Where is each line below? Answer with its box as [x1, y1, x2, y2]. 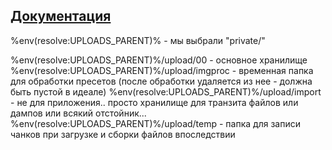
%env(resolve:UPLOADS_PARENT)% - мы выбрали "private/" [10, 34, 266, 46]
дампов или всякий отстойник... [10, 107, 147, 119]
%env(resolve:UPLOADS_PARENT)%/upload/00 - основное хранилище [10, 54, 308, 66]
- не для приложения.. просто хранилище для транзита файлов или [10, 96, 299, 108]
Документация [10, 8, 112, 25]
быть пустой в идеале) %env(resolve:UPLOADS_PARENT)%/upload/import [10, 85, 322, 98]
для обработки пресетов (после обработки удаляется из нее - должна [10, 75, 313, 87]
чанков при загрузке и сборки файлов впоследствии [10, 128, 236, 140]
